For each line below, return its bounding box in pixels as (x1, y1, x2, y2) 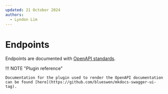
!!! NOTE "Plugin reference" (5, 66, 63, 72)
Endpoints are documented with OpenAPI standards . (5, 55, 116, 61)
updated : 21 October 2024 (5, 7, 60, 13)
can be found (5, 80, 33, 85)
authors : (5, 12, 24, 17)
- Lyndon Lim (10, 17, 38, 22)
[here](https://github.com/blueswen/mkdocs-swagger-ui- (35, 80, 157, 85)
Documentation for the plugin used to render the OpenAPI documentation (5, 75, 163, 80)
